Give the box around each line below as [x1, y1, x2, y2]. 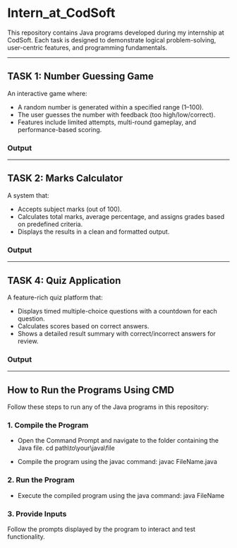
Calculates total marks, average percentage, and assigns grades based [17, 212, 225, 220]
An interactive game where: [7, 89, 87, 97]
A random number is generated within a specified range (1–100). [17, 102, 205, 111]
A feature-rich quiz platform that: [7, 293, 104, 302]
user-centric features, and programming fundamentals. [7, 43, 168, 52]
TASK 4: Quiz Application [7, 274, 121, 287]
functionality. [7, 532, 46, 541]
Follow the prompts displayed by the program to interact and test [7, 525, 196, 533]
